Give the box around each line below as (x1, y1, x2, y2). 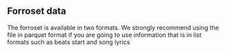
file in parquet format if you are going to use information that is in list (7, 31, 202, 39)
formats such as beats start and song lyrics (7, 37, 130, 46)
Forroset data (7, 5, 67, 17)
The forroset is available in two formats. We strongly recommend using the (7, 23, 219, 31)
